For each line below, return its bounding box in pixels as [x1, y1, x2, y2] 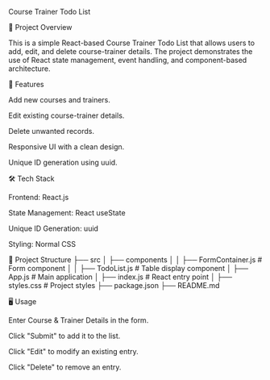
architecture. [8, 64, 51, 73]
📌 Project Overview [8, 23, 73, 31]
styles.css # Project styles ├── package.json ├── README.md [8, 281, 220, 290]
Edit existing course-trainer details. [8, 111, 125, 120]
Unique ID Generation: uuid [8, 223, 99, 233]
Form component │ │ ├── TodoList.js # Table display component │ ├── [8, 264, 248, 273]
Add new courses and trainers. [8, 95, 111, 104]
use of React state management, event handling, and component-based [8, 56, 247, 65]
